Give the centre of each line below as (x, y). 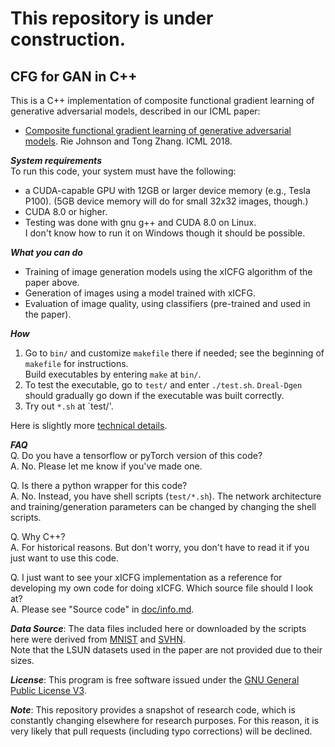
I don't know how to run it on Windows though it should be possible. (165, 233)
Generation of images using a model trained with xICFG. (140, 293)
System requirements (56, 160)
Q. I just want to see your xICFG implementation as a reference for (146, 577)
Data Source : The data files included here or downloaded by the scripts (158, 628)
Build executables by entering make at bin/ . (113, 374)
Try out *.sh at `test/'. (69, 406)
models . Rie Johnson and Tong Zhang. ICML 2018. (128, 141)
